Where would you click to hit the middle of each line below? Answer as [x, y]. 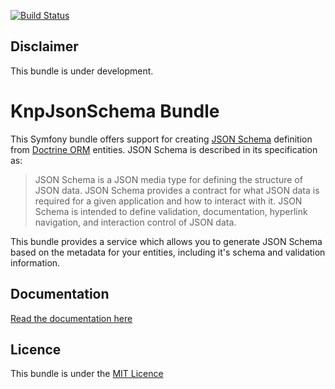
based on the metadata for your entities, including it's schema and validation [168, 252]
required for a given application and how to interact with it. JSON [168, 201]
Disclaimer [44, 46]
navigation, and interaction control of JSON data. [135, 222]
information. [35, 262]
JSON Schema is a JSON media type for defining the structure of [168, 179]
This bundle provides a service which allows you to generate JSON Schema [166, 241]
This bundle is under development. [82, 71]
